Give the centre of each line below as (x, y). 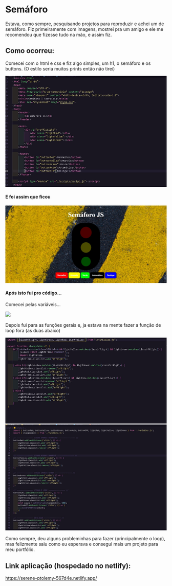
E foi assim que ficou (28, 197)
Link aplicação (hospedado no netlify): (68, 566)
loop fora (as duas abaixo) (33, 330)
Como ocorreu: (30, 51)
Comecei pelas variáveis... (33, 304)
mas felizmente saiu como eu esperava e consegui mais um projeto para (82, 544)
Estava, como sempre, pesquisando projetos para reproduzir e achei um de (85, 24)
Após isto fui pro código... (34, 293)
